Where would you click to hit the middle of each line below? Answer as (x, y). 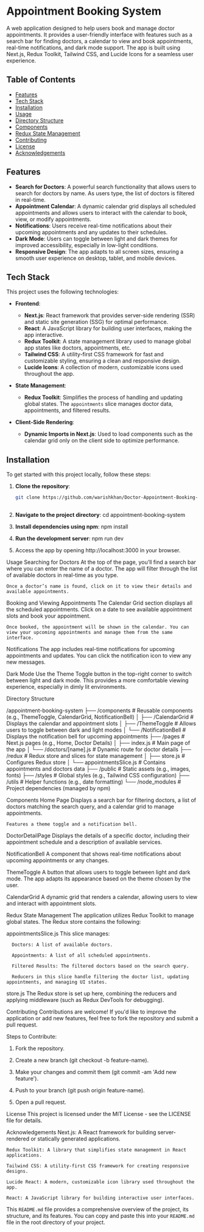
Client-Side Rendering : (45, 422)
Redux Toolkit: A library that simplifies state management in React (97, 1150)
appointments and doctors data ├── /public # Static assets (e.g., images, (98, 769)
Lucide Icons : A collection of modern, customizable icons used (104, 367)
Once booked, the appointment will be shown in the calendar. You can (98, 627)
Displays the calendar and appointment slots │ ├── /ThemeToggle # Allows (101, 723)
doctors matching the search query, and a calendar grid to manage (90, 806)
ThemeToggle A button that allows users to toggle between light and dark (98, 872)
